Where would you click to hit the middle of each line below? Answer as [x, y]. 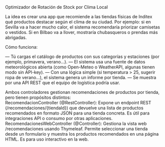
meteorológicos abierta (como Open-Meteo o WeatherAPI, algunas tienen [80, 67]
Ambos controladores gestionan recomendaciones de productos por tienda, [82, 92]
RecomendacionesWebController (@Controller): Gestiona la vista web [76, 123]
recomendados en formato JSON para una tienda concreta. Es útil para [77, 113]
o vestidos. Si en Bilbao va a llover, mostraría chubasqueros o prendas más [82, 32]
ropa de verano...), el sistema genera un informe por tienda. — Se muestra [81, 77]
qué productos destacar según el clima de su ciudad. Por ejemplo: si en [78, 22]
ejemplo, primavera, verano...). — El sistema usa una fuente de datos [75, 62]
